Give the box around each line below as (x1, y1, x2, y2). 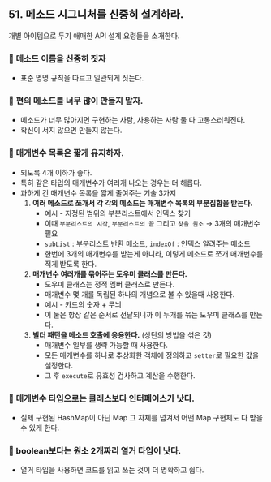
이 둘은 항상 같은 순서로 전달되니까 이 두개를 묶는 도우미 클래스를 (44, 309, 248, 319)
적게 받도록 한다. (44, 259, 97, 269)
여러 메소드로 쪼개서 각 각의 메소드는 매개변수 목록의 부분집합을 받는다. (32, 198, 253, 208)
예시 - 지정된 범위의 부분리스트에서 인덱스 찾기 (44, 208, 191, 217)
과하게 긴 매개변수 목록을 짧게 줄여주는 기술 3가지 (19, 187, 177, 197)
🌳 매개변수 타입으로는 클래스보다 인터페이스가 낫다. (8, 393, 195, 404)
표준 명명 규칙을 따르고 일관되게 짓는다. (19, 73, 144, 83)
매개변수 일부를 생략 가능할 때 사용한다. (44, 340, 169, 350)
